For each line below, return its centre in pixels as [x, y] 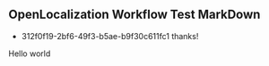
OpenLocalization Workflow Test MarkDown [134, 15]
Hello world [30, 54]
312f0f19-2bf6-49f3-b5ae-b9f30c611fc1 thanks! [110, 36]
